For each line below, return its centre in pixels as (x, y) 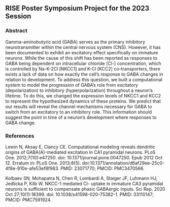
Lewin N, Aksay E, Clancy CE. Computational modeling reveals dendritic (80, 147)
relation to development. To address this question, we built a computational (84, 79)
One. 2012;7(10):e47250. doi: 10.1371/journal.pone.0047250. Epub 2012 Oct (84, 157)
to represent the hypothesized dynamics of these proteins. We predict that (83, 101)
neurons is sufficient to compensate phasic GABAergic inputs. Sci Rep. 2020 (85, 189)
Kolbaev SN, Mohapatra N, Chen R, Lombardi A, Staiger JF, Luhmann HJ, (81, 178)
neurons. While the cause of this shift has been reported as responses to (81, 58)
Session (18, 16)
